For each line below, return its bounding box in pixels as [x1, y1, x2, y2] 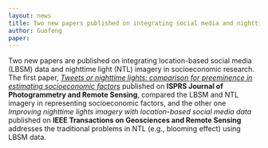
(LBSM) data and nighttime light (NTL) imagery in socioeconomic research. [8, 65, 255, 74]
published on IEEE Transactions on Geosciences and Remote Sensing [8, 115, 242, 125]
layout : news [8, 11, 52, 20]
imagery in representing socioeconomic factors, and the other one [8, 98, 227, 108]
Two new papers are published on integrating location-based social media [8, 56, 253, 66]
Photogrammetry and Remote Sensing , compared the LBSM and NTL [8, 90, 239, 100]
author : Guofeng [8, 26, 62, 34]
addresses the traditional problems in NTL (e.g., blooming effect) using [8, 124, 241, 134]
